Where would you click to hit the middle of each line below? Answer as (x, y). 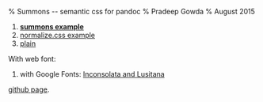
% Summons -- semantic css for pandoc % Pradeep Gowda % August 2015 (132, 11)
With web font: (32, 59)
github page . (29, 89)
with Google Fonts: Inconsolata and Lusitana (92, 74)
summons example (52, 26)
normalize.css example (57, 35)
